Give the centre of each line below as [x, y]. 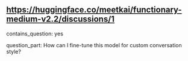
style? [14, 51]
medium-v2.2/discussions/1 [61, 19]
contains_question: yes [35, 33]
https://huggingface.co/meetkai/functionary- [94, 10]
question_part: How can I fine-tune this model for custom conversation [94, 45]
